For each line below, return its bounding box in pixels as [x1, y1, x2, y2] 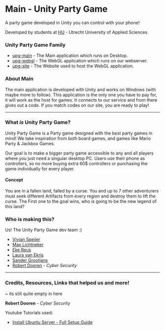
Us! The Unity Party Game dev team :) [5, 227, 82, 233]
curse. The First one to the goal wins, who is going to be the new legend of [5, 198, 157, 204]
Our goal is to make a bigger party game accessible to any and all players [5, 150, 154, 156]
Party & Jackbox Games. [5, 140, 55, 146]
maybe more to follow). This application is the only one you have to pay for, [5, 92, 157, 98]
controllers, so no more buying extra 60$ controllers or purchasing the [5, 161, 148, 166]
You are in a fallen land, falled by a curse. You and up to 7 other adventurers [5, 188, 159, 194]
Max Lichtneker [12, 242, 44, 247]
